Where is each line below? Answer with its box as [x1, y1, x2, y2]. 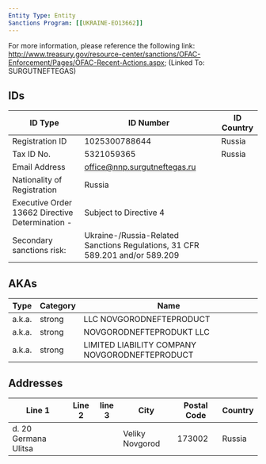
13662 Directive [12, 207, 74, 218]
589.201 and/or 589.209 [84, 250, 180, 261]
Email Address [12, 162, 66, 173]
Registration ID [12, 136, 67, 147]
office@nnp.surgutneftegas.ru [84, 162, 196, 173]
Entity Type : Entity [8, 11, 77, 20]
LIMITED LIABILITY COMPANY [83, 339, 196, 351]
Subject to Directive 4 [84, 207, 165, 218]
